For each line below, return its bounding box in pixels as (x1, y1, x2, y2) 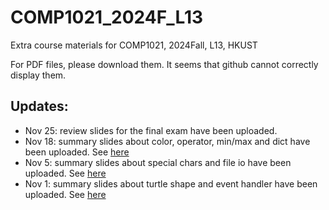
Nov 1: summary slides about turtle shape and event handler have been (24, 177, 318, 190)
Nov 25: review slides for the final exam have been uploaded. (24, 124, 278, 136)
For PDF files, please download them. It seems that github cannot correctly (10, 58, 319, 70)
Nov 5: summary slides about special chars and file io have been (24, 156, 292, 168)
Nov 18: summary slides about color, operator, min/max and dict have (24, 135, 311, 147)
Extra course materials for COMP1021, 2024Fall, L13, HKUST (10, 39, 258, 51)
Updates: (10, 98, 69, 115)
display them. (10, 69, 67, 81)
